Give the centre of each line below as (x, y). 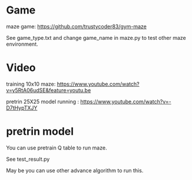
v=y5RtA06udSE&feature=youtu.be (49, 90)
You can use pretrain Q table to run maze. (57, 148)
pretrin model (40, 132)
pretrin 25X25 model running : (43, 101)
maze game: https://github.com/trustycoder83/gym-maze (77, 26)
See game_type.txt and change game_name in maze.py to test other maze (96, 38)
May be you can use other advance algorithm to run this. (75, 170)
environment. (22, 44)
